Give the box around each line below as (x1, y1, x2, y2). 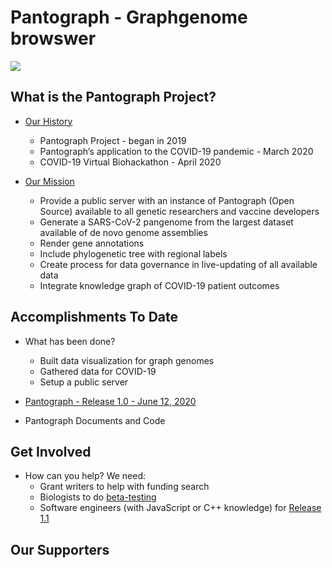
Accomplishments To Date (10, 309, 179, 326)
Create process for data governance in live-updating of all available (39, 258, 318, 270)
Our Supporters (10, 541, 110, 558)
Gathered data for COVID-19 (39, 365, 157, 377)
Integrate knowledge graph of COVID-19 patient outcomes (39, 279, 280, 291)
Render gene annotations (39, 237, 145, 249)
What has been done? (24, 335, 116, 347)
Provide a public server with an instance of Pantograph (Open (39, 194, 295, 206)
